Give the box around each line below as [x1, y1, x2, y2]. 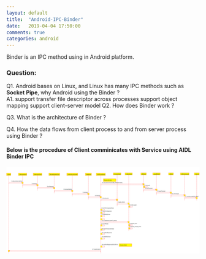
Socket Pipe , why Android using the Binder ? [6, 89, 120, 96]
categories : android [6, 36, 59, 42]
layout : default [6, 10, 48, 16]
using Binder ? [6, 132, 43, 140]
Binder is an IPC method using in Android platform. [6, 53, 134, 61]
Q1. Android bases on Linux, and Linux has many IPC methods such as [6, 83, 184, 90]
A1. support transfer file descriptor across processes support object [6, 96, 178, 103]
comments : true [6, 29, 45, 36]
